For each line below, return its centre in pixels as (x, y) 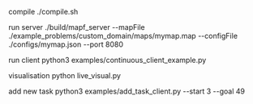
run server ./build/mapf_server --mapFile (77, 27)
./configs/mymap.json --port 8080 (66, 44)
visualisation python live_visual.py (65, 75)
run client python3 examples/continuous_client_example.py (107, 60)
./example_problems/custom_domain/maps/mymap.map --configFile (123, 36)
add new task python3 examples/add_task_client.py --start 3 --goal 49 (127, 91)
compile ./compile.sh (43, 12)
